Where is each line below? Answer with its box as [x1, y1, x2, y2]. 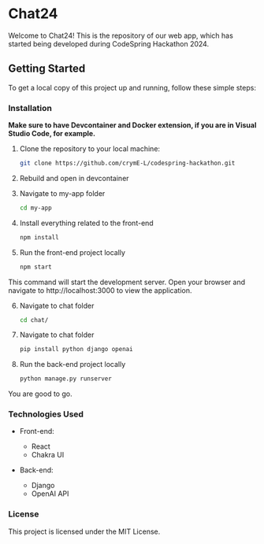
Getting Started [8, 62, 86, 76]
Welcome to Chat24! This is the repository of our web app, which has [8, 31, 234, 40]
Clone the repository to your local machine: [19, 144, 160, 154]
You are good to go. [8, 389, 73, 398]
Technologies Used [8, 409, 84, 420]
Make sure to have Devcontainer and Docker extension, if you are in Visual [8, 120, 257, 130]
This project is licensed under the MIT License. [8, 527, 161, 536]
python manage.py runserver [19, 375, 112, 383]
